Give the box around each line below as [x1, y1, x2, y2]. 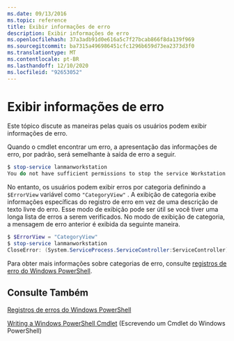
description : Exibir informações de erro [7, 29, 130, 37]
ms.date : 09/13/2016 [7, 10, 68, 17]
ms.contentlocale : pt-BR [7, 56, 79, 63]
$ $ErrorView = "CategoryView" [7, 233, 98, 241]
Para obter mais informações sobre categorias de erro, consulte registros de [7, 259, 227, 268]
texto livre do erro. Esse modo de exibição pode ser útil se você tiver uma [7, 205, 219, 214]
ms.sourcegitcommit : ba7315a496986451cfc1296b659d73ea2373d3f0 [7, 43, 195, 50]
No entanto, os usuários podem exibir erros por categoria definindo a [7, 183, 206, 191]
